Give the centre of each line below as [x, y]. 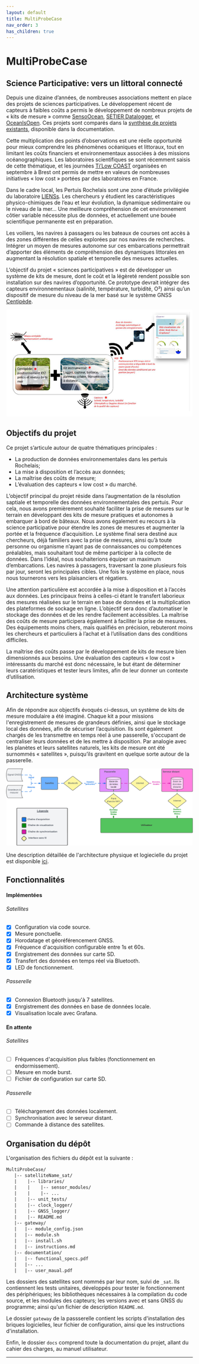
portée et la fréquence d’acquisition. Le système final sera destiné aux [92, 533]
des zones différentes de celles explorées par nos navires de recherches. [96, 239]
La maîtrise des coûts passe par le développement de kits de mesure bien [96, 651]
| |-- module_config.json [49, 1229]
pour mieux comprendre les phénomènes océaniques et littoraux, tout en [95, 147]
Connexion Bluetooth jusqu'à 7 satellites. [64, 1000]
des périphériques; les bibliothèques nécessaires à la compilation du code [97, 1294]
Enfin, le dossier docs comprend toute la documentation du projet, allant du [97, 1343]
